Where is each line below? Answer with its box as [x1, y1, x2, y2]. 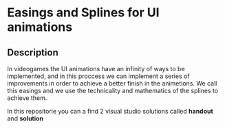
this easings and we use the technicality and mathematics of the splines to [7, 87, 219, 94]
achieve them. [7, 94, 47, 102]
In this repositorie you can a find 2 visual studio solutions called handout [7, 107, 213, 115]
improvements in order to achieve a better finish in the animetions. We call [7, 79, 217, 87]
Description [7, 47, 58, 58]
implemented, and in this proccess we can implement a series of [7, 72, 191, 80]
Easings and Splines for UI [7, 5, 160, 21]
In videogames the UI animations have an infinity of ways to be [7, 65, 185, 73]
